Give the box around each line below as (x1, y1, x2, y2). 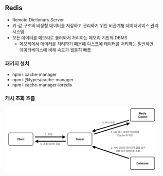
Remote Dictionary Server (12, 17, 64, 22)
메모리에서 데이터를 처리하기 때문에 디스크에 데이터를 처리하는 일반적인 (19, 41, 154, 47)
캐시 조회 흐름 (5, 95, 36, 102)
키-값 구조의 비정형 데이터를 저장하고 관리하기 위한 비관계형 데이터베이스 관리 (12, 22, 159, 28)
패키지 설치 (5, 60, 30, 67)
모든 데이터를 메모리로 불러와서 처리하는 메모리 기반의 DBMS (12, 35, 127, 40)
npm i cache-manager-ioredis (12, 82, 72, 88)
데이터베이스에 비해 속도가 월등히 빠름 (19, 47, 91, 53)
